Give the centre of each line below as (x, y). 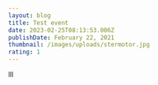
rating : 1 (24, 52)
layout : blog (30, 15)
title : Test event (38, 23)
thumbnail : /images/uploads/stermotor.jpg (79, 45)
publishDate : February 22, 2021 (61, 37)
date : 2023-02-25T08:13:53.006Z (61, 30)
